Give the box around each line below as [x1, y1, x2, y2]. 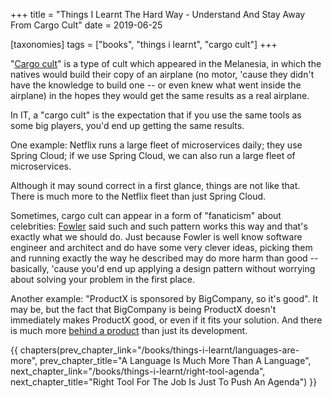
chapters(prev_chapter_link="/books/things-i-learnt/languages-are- [19, 344, 300, 356]
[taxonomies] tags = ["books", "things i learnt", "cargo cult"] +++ [10, 39, 278, 50]
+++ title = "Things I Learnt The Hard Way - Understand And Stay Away [10, 9, 306, 20]
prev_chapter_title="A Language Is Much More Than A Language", [39, 355, 312, 366]
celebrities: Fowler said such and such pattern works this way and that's [10, 220, 308, 232]
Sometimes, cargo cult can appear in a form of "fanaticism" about [10, 210, 282, 221]
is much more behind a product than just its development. [10, 325, 248, 336]
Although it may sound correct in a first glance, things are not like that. [10, 180, 301, 191]
